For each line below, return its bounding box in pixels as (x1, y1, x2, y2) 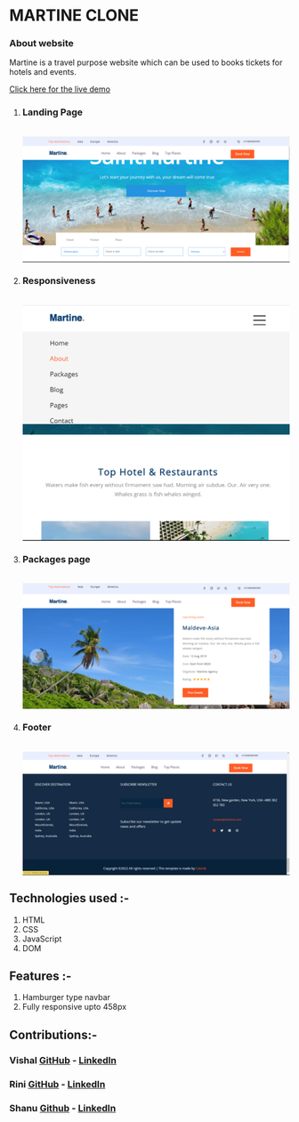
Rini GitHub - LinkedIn (9, 1078, 106, 1090)
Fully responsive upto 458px (21, 1002, 127, 1013)
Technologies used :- (9, 891, 130, 906)
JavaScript (21, 933, 62, 944)
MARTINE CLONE (9, 5, 140, 26)
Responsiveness (21, 274, 96, 287)
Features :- (9, 969, 72, 983)
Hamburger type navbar (21, 992, 111, 1003)
